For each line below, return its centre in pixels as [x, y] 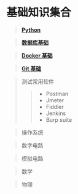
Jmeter [55, 100]
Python [31, 30]
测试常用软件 [37, 81]
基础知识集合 [39, 13]
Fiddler [55, 106]
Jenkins [56, 113]
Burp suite [59, 119]
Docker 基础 [37, 55]
